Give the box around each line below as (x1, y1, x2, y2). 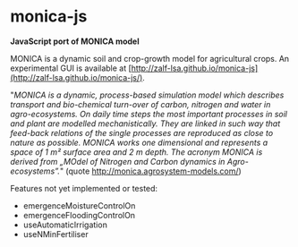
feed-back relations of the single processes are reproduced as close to (10, 127, 274, 138)
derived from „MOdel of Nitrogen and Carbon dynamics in (10, 156, 226, 166)
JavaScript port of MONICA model (10, 36, 140, 47)
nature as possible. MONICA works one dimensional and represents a (10, 137, 268, 148)
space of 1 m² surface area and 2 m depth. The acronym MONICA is (10, 146, 263, 158)
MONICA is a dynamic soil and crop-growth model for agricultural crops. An (10, 53, 290, 64)
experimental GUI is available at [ (10, 63, 132, 73)
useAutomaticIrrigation (22, 219, 108, 230)
